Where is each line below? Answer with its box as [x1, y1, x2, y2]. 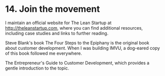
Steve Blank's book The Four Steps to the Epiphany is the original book [5, 39, 150, 45]
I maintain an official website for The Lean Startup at [5, 20, 112, 26]
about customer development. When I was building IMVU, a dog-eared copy [5, 45, 160, 51]
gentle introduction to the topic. [5, 65, 69, 71]
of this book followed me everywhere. [5, 50, 82, 56]
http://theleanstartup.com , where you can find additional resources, [5, 25, 143, 31]
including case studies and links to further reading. [5, 30, 109, 36]
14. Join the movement [5, 3, 100, 15]
